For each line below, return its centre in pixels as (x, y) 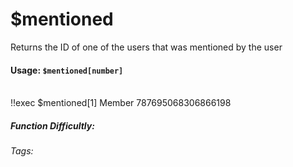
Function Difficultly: (52, 125)
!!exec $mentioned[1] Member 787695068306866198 (121, 103)
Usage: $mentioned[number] (67, 70)
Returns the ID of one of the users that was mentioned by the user (146, 47)
